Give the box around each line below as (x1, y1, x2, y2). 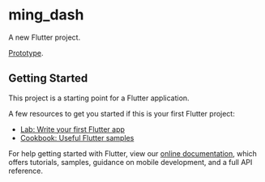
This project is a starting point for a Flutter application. (8, 93, 190, 103)
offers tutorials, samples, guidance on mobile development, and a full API (8, 157, 253, 167)
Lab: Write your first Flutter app (19, 124, 126, 134)
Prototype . (8, 48, 44, 57)
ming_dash (8, 6, 84, 24)
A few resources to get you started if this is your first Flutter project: (8, 108, 235, 118)
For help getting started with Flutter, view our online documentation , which (8, 148, 258, 159)
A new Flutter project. (8, 32, 81, 42)
